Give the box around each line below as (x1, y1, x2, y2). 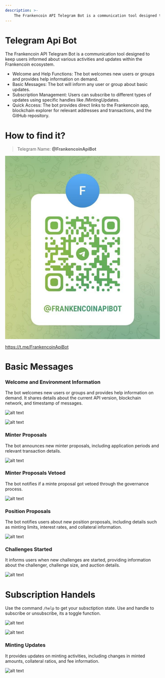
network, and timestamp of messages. (5, 400, 83, 406)
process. (5, 486, 23, 492)
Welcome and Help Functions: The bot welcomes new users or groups (12, 71, 155, 77)
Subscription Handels (5, 589, 96, 600)
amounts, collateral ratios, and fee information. (5, 658, 100, 664)
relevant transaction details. (5, 448, 61, 454)
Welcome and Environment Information (5, 379, 101, 385)
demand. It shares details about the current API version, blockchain (5, 395, 141, 401)
